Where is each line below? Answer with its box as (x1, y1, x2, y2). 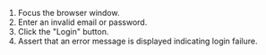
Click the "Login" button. (17, 27, 109, 36)
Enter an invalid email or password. (17, 17, 148, 27)
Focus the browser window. (17, 8, 120, 18)
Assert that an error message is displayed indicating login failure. (17, 35, 258, 46)
